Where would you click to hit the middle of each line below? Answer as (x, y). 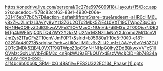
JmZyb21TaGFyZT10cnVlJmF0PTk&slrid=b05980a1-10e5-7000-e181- (74, 38)
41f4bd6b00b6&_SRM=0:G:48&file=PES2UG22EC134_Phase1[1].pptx (74, 63)
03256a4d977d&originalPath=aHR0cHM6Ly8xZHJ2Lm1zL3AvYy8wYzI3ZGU (81, 43)
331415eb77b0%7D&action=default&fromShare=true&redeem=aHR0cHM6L (81, 17)
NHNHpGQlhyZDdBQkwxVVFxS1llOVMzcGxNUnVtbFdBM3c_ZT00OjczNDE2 (81, 28)
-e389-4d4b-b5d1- (24, 58)
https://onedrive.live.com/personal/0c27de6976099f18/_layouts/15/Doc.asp (81, 7)
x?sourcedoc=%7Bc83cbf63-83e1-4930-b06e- (53, 12)
